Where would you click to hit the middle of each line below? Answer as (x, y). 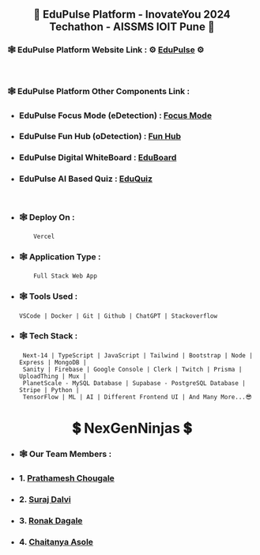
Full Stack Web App (66, 276)
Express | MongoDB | (53, 362)
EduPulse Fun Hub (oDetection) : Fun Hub (100, 137)
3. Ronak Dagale (51, 520)
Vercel (44, 236)
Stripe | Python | (49, 390)
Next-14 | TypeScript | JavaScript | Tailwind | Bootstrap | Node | (138, 355)
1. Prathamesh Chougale (67, 478)
